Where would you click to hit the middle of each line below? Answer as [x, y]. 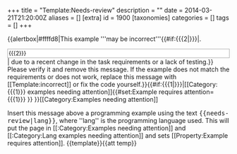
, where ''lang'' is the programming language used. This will [142, 120]
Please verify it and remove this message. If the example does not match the [119, 69]
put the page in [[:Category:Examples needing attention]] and [97, 128]
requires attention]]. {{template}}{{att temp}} [72, 143]
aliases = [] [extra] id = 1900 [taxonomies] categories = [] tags [139, 18]
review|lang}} [32, 120]
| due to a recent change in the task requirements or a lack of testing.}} [110, 62]
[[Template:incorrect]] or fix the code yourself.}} [78, 84]
